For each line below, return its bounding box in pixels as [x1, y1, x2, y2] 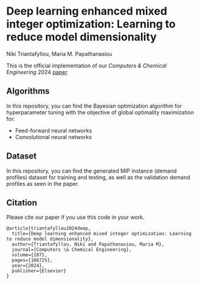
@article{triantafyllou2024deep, [6, 225, 91, 232]
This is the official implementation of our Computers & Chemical [6, 62, 167, 69]
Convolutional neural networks [15, 133, 92, 140]
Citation [6, 197, 38, 208]
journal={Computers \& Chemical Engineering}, [12, 247, 132, 253]
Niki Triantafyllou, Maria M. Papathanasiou [6, 50, 112, 57]
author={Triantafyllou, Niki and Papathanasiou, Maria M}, [12, 241, 165, 247]
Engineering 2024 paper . [6, 68, 69, 75]
